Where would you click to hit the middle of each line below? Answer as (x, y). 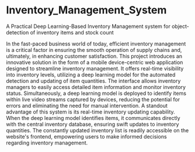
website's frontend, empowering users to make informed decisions (87, 136)
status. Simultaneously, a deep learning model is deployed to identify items (96, 93)
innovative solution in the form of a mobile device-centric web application (95, 62)
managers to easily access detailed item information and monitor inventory (96, 87)
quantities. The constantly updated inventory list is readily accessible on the (97, 130)
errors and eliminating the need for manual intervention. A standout (87, 105)
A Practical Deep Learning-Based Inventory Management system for (88, 26)
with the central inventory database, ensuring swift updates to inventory (93, 124)
